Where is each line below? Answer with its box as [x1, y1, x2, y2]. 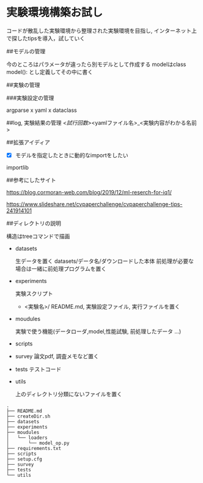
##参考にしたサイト [6, 177, 56, 183]
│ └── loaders [6, 435, 48, 441]
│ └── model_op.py [6, 440, 70, 446]
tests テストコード [15, 366, 62, 373]
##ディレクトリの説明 [6, 219, 61, 227]
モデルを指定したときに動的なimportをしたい [15, 151, 128, 159]
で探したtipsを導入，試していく [6, 34, 86, 42]
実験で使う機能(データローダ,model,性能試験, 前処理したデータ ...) [15, 328, 182, 335]
